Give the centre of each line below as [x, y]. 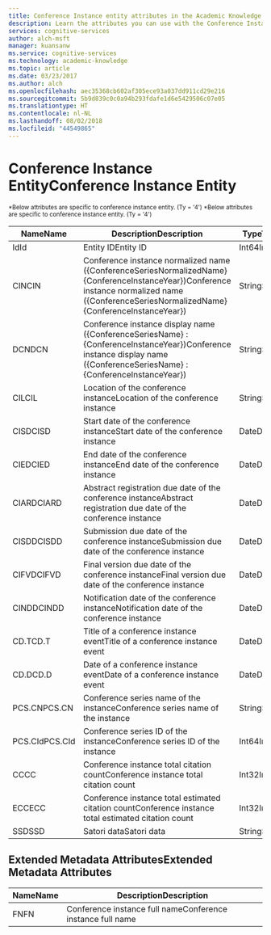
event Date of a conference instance [151, 674]
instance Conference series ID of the [152, 741]
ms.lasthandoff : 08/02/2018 [56, 121]
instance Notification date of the [143, 608]
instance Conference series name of [151, 708]
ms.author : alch [35, 83]
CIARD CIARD [37, 503]
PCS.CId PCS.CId [44, 741]
